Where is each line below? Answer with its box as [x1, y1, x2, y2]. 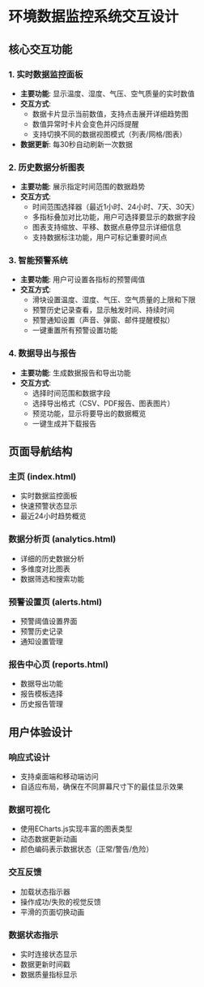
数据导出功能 [19, 679, 63, 689]
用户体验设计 [8, 725, 73, 739]
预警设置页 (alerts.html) [8, 596, 103, 608]
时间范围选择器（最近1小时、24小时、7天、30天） [32, 202, 200, 212]
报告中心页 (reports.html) [8, 659, 109, 670]
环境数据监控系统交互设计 [8, 7, 180, 26]
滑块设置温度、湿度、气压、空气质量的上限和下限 [32, 295, 196, 305]
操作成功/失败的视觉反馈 [19, 897, 101, 907]
